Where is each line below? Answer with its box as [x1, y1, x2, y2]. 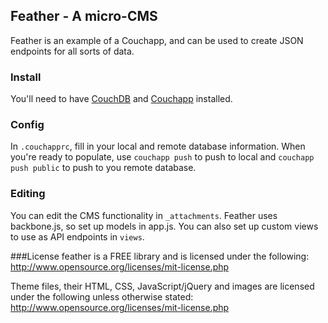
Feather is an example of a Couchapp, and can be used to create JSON [10, 34, 304, 46]
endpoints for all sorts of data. [10, 45, 135, 57]
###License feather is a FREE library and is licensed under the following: [10, 250, 310, 262]
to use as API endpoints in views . [10, 230, 145, 243]
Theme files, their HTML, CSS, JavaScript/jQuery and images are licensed [10, 280, 315, 292]
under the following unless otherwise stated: [10, 290, 194, 303]
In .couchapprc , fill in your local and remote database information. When [10, 140, 306, 153]
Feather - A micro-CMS [10, 8, 158, 25]
